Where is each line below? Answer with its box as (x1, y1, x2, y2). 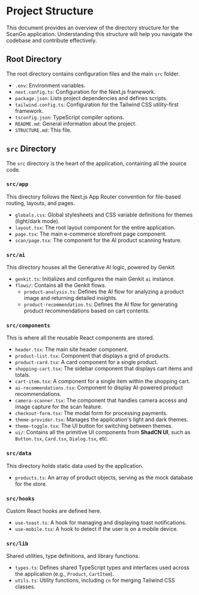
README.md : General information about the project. (14, 120, 137, 127)
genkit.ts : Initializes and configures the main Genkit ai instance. (14, 275, 175, 283)
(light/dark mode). (14, 217, 60, 224)
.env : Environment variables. (14, 82, 86, 89)
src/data (6, 450, 32, 457)
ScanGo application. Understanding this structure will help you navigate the (6, 30, 193, 37)
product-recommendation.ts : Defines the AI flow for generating (23, 301, 178, 308)
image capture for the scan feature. (14, 403, 103, 410)
